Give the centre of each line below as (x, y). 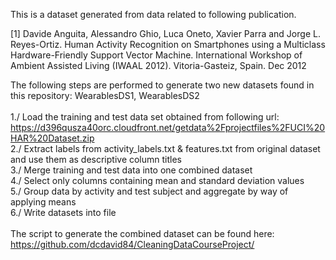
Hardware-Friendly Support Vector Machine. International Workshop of (156, 55)
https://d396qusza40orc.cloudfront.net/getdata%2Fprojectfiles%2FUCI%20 (168, 127)
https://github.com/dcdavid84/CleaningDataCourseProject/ (132, 244)
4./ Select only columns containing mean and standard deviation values (157, 180)
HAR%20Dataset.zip (52, 138)
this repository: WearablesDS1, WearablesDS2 (105, 95)
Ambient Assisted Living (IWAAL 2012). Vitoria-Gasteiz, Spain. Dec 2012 (158, 65)
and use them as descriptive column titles (96, 159)
